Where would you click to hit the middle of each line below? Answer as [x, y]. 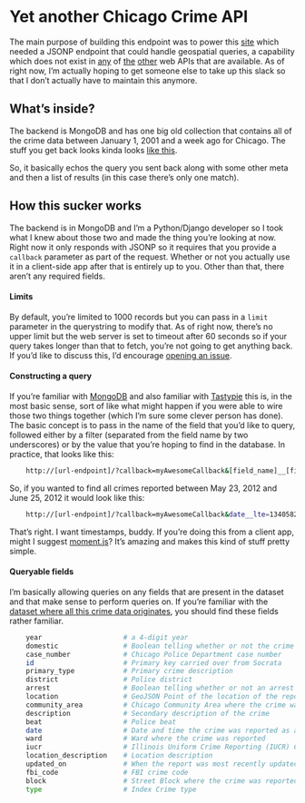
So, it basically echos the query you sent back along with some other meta [149, 167]
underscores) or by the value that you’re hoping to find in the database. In [148, 444]
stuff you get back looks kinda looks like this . [93, 150]
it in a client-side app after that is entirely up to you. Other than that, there [147, 266]
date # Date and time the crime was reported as [158, 730]
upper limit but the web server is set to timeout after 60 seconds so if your [148, 336]
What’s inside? [52, 109]
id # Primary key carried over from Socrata [154, 663]
